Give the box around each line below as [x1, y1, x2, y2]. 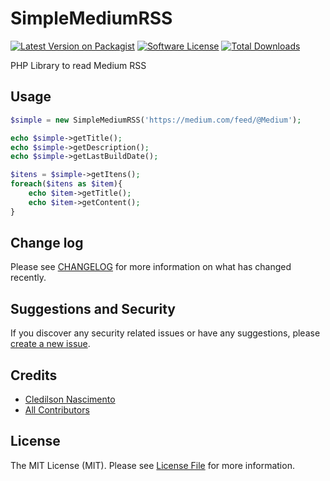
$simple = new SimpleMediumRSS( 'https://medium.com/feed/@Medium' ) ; [10, 115, 302, 125]
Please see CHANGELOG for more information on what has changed [10, 261, 292, 273]
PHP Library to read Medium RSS [10, 59, 147, 71]
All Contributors [24, 404, 90, 416]
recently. [10, 272, 47, 284]
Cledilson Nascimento [24, 393, 116, 406]
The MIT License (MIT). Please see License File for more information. [10, 459, 295, 471]
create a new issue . [10, 338, 91, 350]
